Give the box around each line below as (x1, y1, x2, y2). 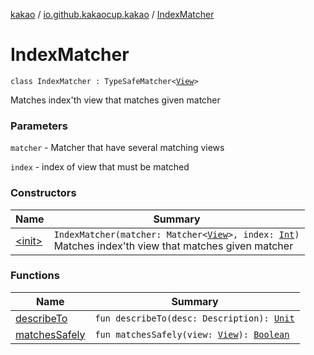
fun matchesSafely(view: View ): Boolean (94, 329, 290, 340)
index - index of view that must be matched (10, 161, 190, 173)
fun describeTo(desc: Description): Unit (94, 312, 295, 324)
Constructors (10, 186, 77, 200)
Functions (10, 269, 60, 283)
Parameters (10, 119, 68, 133)
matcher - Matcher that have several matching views (10, 142, 225, 154)
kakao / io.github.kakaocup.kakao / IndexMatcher (10, 9, 215, 20)
